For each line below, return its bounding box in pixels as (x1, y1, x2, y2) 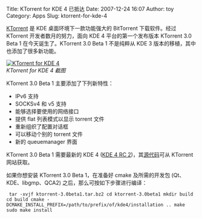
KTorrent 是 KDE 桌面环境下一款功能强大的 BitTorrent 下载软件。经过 (6, 25, 177, 32)
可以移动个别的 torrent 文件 (15, 131, 83, 138)
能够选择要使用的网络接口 (15, 108, 79, 115)
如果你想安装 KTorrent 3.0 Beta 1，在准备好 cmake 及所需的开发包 (6, 172, 171, 179)
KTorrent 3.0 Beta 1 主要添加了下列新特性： (6, 80, 114, 87)
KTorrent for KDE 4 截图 (6, 67, 66, 74)
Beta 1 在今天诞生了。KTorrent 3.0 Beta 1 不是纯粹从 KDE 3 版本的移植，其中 (6, 40, 197, 47)
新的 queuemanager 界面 (15, 138, 77, 145)
